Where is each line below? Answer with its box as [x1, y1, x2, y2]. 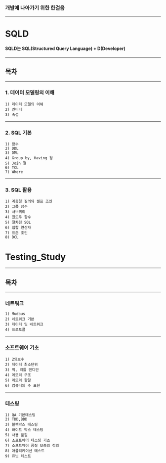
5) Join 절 [5, 161, 27, 166]
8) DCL [5, 235, 19, 240]
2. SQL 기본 [5, 129, 32, 136]
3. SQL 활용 [5, 186, 32, 193]
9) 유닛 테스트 [5, 454, 31, 459]
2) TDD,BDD [5, 417, 28, 422]
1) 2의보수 [5, 357, 25, 362]
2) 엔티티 [5, 107, 22, 112]
